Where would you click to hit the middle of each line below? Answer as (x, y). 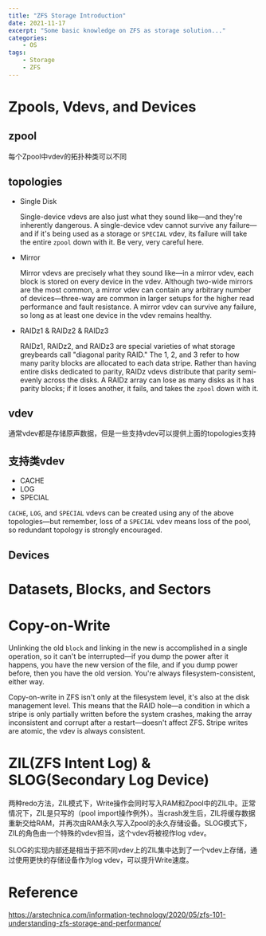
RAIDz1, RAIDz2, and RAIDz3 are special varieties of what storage (127, 346)
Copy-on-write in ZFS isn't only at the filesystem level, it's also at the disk (129, 697)
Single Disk (38, 201)
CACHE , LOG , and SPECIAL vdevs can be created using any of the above (121, 513)
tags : (17, 53)
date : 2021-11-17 (37, 23)
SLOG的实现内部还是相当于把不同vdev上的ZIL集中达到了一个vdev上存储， (129, 850)
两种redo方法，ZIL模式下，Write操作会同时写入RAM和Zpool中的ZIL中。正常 (132, 803)
